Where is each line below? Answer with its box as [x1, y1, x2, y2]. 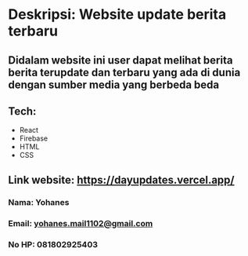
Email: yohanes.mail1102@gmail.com [8, 218, 153, 229]
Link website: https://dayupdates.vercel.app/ [8, 173, 235, 186]
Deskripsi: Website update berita [8, 5, 227, 24]
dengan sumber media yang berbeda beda [8, 78, 220, 91]
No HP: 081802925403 [8, 239, 99, 250]
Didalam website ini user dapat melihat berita [8, 53, 233, 67]
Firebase [19, 133, 49, 143]
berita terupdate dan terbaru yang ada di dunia [8, 65, 241, 79]
